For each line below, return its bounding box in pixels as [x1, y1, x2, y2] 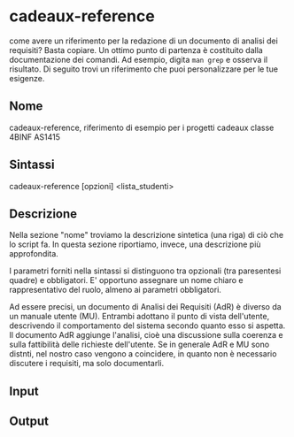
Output [9, 414, 49, 429]
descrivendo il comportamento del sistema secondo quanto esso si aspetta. [9, 320, 286, 331]
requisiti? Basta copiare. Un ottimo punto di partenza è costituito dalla [9, 44, 263, 55]
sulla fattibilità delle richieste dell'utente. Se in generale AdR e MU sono [9, 339, 270, 350]
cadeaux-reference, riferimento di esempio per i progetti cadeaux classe [9, 122, 275, 133]
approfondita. [9, 249, 59, 259]
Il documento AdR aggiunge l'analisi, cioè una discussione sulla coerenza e [9, 330, 283, 341]
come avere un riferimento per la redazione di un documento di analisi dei [9, 35, 279, 46]
